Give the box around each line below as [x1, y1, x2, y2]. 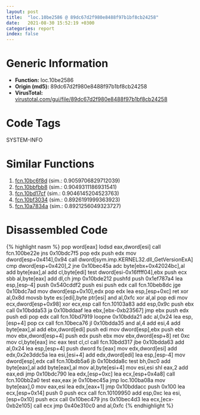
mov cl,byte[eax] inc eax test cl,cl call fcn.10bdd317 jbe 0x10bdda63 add [6, 338, 184, 346]
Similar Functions [6, 157, 94, 171]
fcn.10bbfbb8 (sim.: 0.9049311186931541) [14, 183, 118, 190]
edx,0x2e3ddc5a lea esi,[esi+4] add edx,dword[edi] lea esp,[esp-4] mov [6, 351, 186, 358]
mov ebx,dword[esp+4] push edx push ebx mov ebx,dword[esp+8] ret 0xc [6, 332, 190, 339]
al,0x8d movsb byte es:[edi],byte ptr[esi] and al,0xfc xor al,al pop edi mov [6, 294, 188, 301]
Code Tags [6, 117, 61, 130]
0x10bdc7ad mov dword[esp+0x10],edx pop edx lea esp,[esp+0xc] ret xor [6, 288, 189, 295]
